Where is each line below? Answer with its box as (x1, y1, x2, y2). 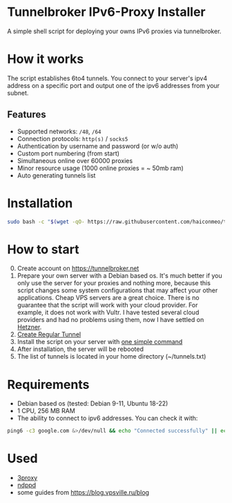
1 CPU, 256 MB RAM (17, 407, 76, 415)
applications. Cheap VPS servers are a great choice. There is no (17, 294, 200, 302)
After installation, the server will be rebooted (17, 345, 144, 353)
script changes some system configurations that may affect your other (17, 286, 218, 294)
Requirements (7, 377, 90, 392)
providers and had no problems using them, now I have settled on (17, 316, 204, 324)
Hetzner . (17, 323, 42, 332)
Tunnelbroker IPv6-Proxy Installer (7, 4, 206, 20)
